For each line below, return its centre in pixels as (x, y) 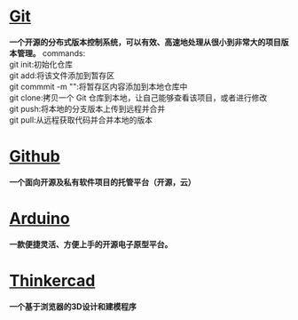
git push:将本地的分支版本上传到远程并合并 (87, 108)
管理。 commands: (51, 53)
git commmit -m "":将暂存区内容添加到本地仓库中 (98, 86)
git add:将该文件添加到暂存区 (62, 75)
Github (35, 156)
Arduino (39, 219)
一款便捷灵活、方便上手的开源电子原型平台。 (91, 244)
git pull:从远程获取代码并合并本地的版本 (81, 120)
